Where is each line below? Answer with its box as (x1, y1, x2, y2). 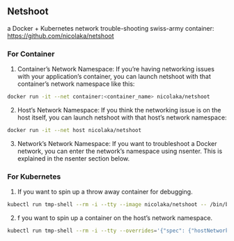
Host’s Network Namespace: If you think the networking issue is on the (17, 105, 221, 114)
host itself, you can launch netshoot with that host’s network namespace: (17, 113, 227, 122)
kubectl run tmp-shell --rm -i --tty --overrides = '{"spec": (7, 227, 186, 235)
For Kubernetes (7, 171, 61, 181)
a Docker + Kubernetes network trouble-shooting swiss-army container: (7, 24, 214, 32)
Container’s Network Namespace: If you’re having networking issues (17, 65, 214, 73)
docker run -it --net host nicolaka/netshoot (7, 126, 141, 133)
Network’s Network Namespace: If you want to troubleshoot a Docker (17, 139, 217, 147)
